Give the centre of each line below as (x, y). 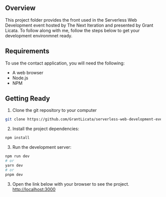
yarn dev (14, 165)
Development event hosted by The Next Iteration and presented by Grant (79, 25)
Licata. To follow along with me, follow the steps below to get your (72, 30)
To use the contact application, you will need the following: (65, 63)
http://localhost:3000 (34, 189)
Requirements (27, 51)
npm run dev (17, 156)
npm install (17, 138)
